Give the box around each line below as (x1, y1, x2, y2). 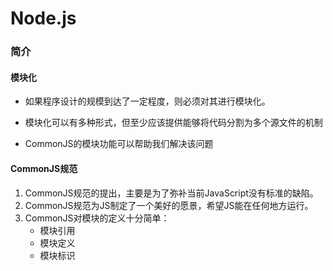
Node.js (10, 7, 77, 30)
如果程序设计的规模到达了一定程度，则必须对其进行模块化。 (24, 95, 271, 107)
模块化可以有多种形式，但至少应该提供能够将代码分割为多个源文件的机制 (24, 117, 323, 129)
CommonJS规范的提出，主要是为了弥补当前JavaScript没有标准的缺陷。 (24, 187, 319, 199)
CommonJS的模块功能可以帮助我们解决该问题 (24, 138, 214, 150)
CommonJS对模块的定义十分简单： (24, 212, 170, 224)
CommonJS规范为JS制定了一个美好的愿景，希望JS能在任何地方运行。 (24, 199, 314, 211)
